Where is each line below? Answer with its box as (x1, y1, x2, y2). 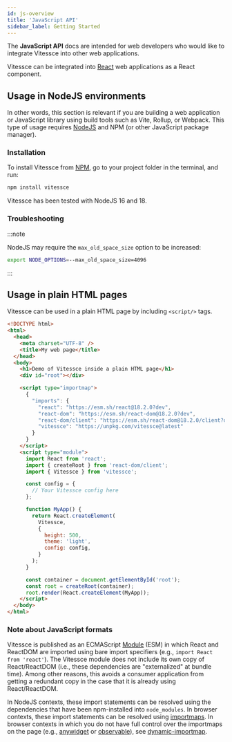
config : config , (43, 544, 91, 552)
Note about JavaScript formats (7, 625, 113, 635)
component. (7, 70, 41, 78)
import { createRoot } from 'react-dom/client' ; (25, 461, 168, 469)
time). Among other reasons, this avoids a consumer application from (7, 670, 204, 678)
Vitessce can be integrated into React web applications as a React (7, 63, 195, 71)
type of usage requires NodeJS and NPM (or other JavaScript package (7, 123, 209, 131)
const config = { (25, 481, 76, 488)
